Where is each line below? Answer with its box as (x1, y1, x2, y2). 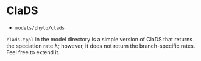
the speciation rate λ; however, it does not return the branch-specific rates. (6, 42, 196, 49)
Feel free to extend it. (6, 48, 60, 56)
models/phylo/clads (15, 25, 65, 31)
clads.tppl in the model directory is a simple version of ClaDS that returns (6, 35, 193, 43)
